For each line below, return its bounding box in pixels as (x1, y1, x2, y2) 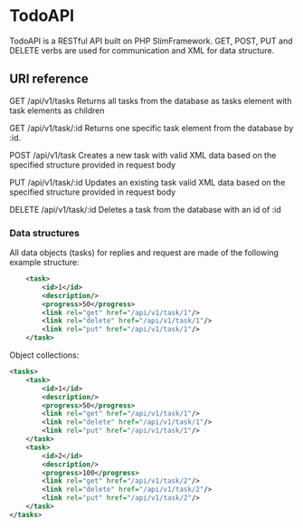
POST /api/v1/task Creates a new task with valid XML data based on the (9, 149, 277, 160)
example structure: (9, 257, 80, 268)
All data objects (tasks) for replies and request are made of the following (9, 247, 279, 258)
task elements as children (9, 105, 105, 116)
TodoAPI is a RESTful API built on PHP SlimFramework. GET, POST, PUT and (9, 35, 293, 46)
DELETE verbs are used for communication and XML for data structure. (9, 44, 275, 55)
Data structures (9, 226, 80, 239)
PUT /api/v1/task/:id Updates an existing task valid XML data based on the (9, 177, 286, 187)
